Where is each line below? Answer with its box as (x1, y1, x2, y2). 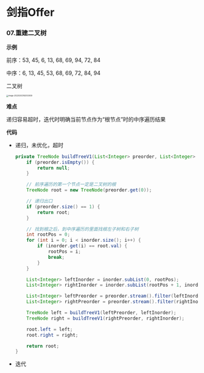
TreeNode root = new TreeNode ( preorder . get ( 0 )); (26, 187, 152, 193)
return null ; (37, 165, 71, 171)
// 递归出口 (26, 198, 53, 204)
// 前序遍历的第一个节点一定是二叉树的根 (26, 182, 116, 188)
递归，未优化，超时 (15, 141, 64, 149)
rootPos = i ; (47, 248, 81, 255)
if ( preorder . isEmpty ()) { (26, 159, 95, 165)
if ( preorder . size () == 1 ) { (26, 204, 100, 210)
